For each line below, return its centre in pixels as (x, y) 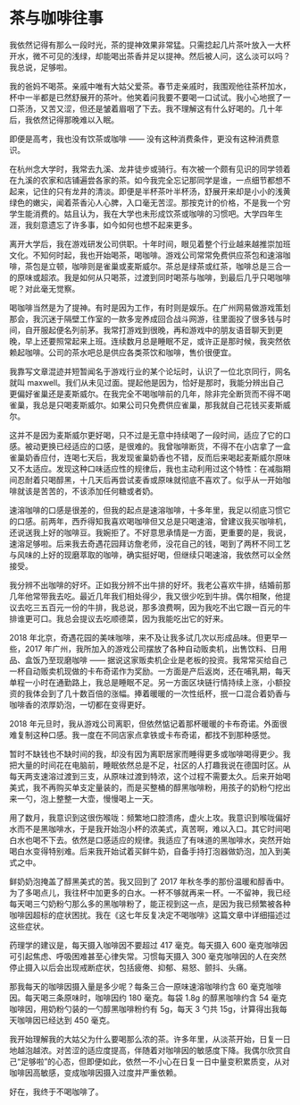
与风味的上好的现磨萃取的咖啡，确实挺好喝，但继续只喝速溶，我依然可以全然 (150, 555)
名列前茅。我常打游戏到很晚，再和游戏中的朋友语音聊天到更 (173, 330)
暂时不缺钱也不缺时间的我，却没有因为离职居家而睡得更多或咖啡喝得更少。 (146, 753)
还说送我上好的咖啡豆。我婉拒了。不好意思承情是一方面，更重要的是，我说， (150, 532)
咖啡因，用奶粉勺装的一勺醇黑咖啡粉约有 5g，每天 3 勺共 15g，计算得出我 (144, 1008)
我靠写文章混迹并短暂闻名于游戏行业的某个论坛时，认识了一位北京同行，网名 (150, 371)
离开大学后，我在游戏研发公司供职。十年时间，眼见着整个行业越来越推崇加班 (150, 243)
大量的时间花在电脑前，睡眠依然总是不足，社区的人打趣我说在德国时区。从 (154, 765)
